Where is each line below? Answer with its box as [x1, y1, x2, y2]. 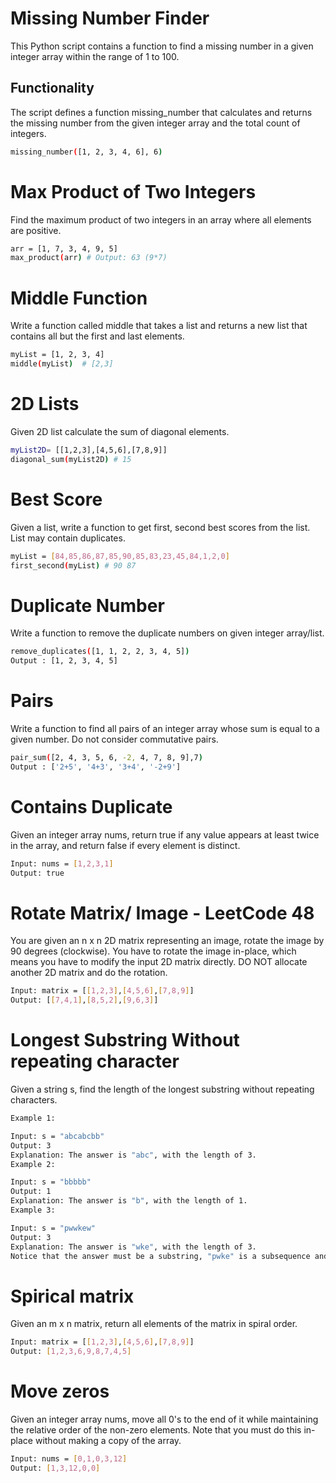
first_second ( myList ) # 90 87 [10, 560, 137, 571]
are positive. [10, 224, 62, 236]
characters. [10, 1094, 58, 1106]
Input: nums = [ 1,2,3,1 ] [10, 858, 114, 869]
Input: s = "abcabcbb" [10, 1131, 105, 1141]
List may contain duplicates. [10, 532, 126, 544]
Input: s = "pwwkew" [10, 1223, 97, 1233]
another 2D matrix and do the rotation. [10, 967, 168, 979]
